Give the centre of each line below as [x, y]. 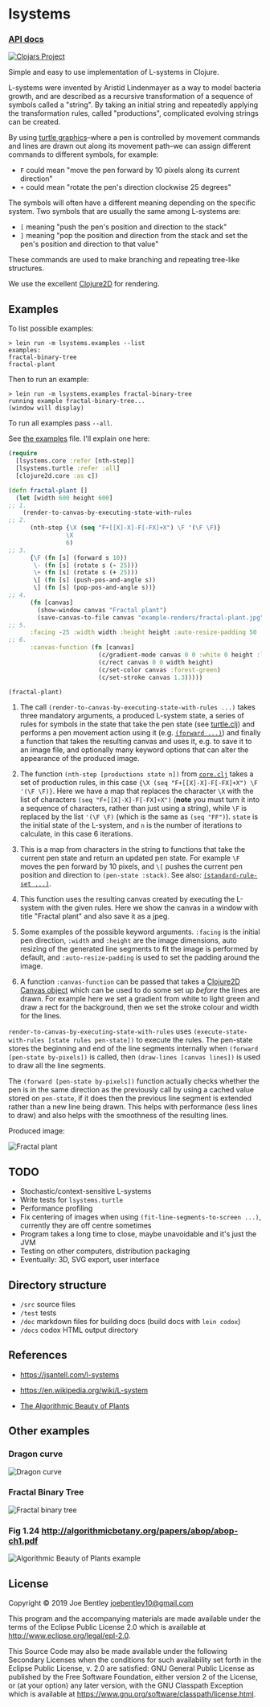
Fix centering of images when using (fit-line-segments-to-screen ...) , [141, 1217]
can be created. [35, 122]
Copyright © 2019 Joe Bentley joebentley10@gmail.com [101, 1602]
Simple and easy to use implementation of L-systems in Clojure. [114, 72]
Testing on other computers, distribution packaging [105, 1251]
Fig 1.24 [24, 1531]
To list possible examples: [51, 329]
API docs [26, 39]
